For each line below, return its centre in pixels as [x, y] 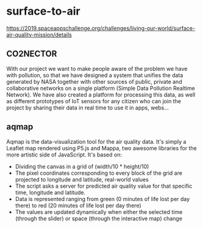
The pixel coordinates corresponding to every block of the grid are [99, 173]
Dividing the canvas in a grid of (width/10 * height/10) [82, 166]
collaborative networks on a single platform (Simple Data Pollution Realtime [101, 88]
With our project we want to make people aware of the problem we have [97, 68]
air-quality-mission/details [39, 34]
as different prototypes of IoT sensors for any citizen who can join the [94, 101]
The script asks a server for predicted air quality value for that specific [104, 186]
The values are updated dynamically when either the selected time [99, 211]
